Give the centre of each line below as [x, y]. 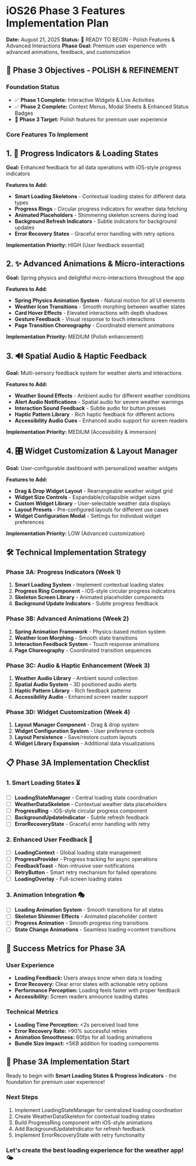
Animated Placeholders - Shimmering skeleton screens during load [96, 215]
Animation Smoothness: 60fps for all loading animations [83, 1037]
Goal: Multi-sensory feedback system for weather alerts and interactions [94, 373]
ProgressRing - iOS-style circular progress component [81, 811]
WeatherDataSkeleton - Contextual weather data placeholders [91, 804]
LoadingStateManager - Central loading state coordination [86, 798]
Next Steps [22, 1097]
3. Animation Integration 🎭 [45, 895]
